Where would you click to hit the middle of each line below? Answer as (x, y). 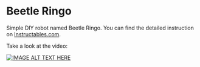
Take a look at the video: (37, 46)
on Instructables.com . (33, 34)
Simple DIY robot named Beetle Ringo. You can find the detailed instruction (100, 28)
